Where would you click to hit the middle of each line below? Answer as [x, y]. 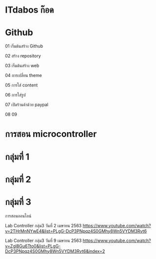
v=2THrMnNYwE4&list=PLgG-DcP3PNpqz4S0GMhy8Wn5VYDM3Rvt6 [76, 231]
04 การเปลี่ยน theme [24, 76]
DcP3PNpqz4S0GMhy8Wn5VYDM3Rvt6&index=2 [55, 251]
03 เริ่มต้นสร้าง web [22, 66]
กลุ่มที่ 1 [17, 157]
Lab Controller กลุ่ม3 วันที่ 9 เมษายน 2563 [43, 240]
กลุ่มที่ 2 [18, 179]
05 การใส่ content [21, 85]
